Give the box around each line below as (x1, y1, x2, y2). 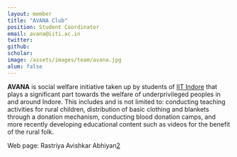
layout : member (7, 10, 52, 18)
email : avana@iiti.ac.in (7, 30, 81, 37)
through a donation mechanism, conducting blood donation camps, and (7, 112, 216, 121)
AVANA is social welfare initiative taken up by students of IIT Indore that (7, 82, 218, 91)
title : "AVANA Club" (7, 17, 69, 24)
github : (7, 43, 30, 50)
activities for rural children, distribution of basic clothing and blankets (7, 105, 209, 113)
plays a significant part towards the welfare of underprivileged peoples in (7, 90, 221, 98)
